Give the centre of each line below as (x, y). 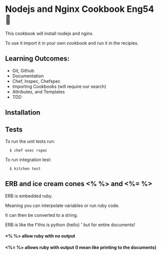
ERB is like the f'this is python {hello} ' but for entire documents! (70, 225)
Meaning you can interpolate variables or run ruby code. (62, 205)
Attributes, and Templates (39, 92)
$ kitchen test (25, 169)
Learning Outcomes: (37, 59)
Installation (23, 113)
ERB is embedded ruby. (29, 196)
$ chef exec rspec (29, 150)
